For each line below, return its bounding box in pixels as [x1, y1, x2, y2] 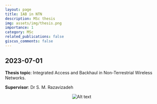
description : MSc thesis [5, 16, 55, 21]
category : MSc [5, 30, 34, 35]
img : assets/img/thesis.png [5, 20, 62, 26]
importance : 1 [5, 25, 34, 30]
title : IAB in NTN [5, 12, 42, 17]
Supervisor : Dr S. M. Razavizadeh [5, 84, 74, 90]
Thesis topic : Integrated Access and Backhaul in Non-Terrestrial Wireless [5, 69, 153, 75]
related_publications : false [5, 35, 64, 39]
